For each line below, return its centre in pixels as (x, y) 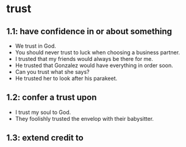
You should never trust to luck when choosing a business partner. (98, 52)
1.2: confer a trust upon (52, 97)
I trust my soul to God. (43, 112)
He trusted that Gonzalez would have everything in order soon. (94, 65)
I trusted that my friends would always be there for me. (84, 59)
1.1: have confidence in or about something (89, 31)
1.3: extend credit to (45, 138)
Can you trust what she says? (52, 72)
